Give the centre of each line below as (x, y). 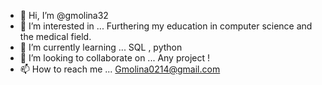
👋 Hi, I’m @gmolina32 (64, 15)
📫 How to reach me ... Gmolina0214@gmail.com (120, 69)
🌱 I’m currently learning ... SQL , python (101, 47)
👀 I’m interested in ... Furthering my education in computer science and (166, 26)
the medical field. (55, 36)
